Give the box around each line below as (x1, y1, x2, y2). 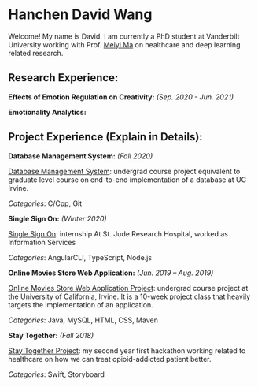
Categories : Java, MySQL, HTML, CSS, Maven (8, 315, 159, 325)
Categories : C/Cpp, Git (8, 199, 83, 208)
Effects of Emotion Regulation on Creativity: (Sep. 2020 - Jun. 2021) (8, 92, 234, 102)
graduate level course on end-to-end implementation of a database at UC (8, 175, 246, 184)
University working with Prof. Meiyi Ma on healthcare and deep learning (8, 39, 241, 49)
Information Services (8, 237, 76, 247)
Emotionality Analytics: (8, 107, 87, 117)
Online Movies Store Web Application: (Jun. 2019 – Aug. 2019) (8, 268, 214, 277)
